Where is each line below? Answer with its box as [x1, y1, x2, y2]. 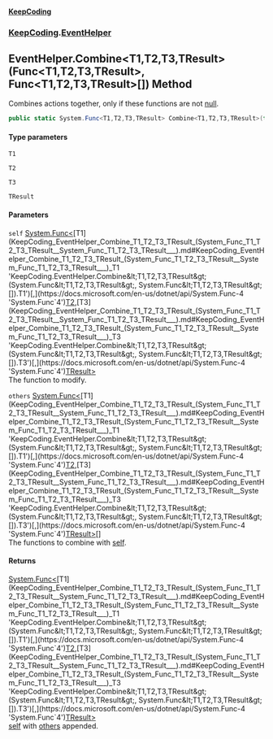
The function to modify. [8, 375, 87, 385]
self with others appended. [8, 720, 99, 731]
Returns [8, 556, 37, 566]
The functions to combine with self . [8, 537, 127, 547]
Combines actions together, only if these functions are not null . [8, 98, 219, 109]
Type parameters [8, 132, 68, 141]
